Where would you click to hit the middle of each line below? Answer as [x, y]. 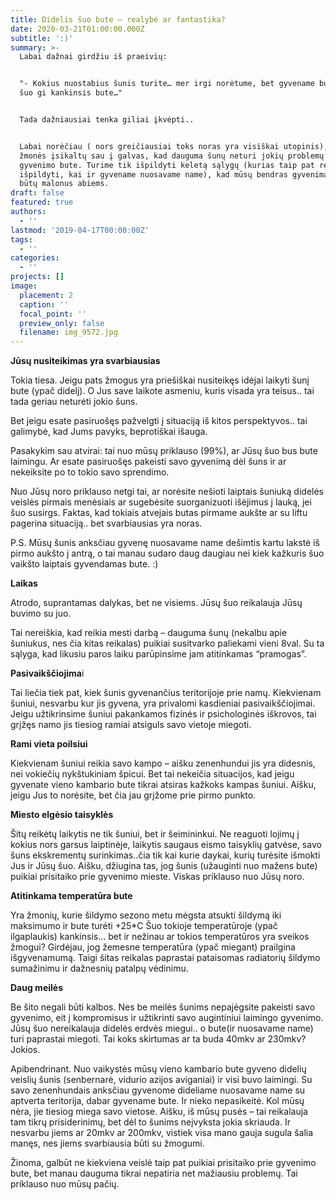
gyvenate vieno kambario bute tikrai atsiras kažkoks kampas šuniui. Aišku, [163, 785]
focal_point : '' [53, 314]
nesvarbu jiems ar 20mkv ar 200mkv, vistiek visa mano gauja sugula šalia [162, 1133]
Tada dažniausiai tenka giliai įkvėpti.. [107, 120]
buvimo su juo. [41, 613]
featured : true [42, 202]
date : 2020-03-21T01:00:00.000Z [77, 29]
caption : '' [44, 304]
